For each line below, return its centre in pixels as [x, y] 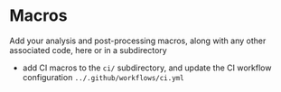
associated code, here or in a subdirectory [88, 50]
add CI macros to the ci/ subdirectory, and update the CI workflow [147, 68]
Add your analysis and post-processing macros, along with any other [138, 41]
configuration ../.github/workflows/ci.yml [103, 77]
